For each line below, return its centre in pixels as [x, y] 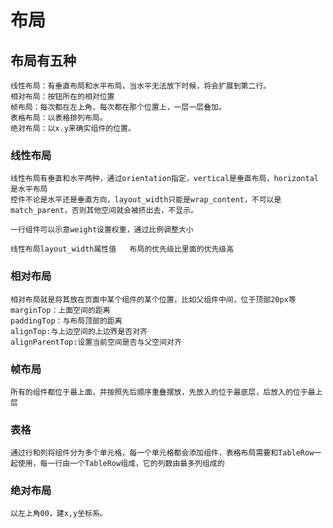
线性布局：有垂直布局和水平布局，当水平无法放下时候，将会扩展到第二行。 [141, 86]
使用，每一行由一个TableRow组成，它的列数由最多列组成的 [121, 464]
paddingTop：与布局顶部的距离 [66, 321]
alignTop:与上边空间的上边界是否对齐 [79, 331]
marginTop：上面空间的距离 [60, 310]
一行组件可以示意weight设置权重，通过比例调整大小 [102, 230]
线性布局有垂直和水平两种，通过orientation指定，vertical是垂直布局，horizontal [164, 179]
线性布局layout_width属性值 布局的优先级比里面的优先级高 [122, 249]
